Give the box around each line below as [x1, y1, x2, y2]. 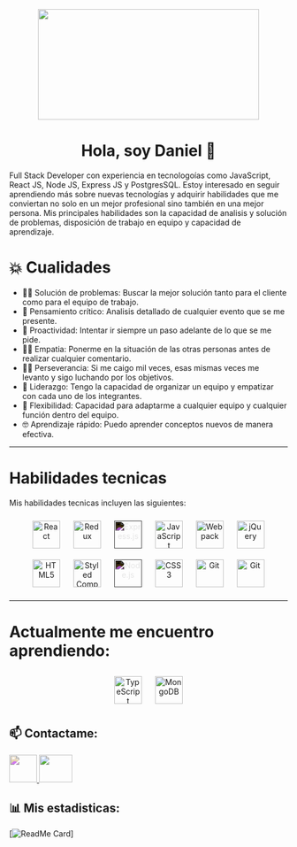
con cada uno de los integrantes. [21, 390, 142, 401]
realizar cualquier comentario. [21, 353, 132, 364]
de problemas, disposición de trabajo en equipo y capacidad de [9, 217, 241, 227]
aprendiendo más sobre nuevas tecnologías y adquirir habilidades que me [9, 189, 279, 199]
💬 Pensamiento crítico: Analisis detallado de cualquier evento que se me [21, 305, 286, 317]
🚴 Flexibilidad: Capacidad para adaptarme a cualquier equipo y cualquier [21, 400, 287, 411]
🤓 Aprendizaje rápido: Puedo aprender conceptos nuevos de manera [21, 419, 274, 429]
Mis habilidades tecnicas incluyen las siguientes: [9, 497, 187, 508]
